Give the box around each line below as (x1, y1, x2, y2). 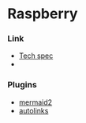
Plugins (7, 79, 37, 90)
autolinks (18, 106, 49, 115)
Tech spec (18, 51, 54, 60)
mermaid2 (18, 97, 53, 107)
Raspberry (7, 5, 78, 23)
